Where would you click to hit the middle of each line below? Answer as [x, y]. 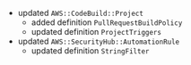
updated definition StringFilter [90, 51]
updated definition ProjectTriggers [96, 32]
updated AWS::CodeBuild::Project [80, 13]
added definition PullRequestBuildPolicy [107, 22]
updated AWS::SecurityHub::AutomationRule [99, 41]
